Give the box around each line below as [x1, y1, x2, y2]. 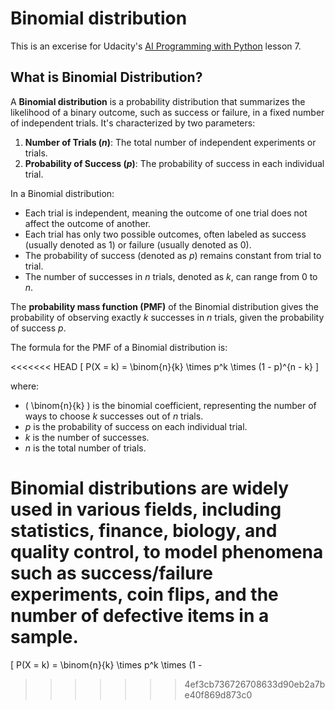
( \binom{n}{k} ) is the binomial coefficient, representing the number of [24, 399, 317, 411]
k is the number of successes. [24, 431, 150, 443]
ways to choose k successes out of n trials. [24, 410, 204, 422]
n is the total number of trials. [24, 442, 147, 454]
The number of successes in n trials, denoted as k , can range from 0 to [24, 270, 318, 282]
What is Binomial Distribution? [10, 69, 203, 86]
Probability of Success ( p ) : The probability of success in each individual [24, 157, 325, 169]
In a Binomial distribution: [10, 187, 115, 199]
